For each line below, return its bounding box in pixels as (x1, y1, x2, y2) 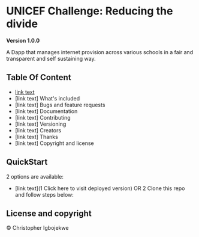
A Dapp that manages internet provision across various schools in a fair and (6, 48, 194, 55)
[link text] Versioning (14, 120, 67, 128)
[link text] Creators (14, 126, 62, 134)
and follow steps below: (14, 191, 74, 198)
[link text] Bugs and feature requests (14, 101, 105, 108)
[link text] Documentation (14, 107, 78, 115)
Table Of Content (6, 72, 71, 82)
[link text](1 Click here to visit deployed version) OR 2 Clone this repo (14, 185, 185, 192)
